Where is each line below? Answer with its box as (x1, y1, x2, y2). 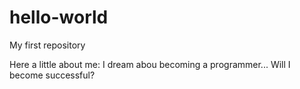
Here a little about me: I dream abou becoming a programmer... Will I (9, 58, 291, 70)
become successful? (9, 69, 96, 81)
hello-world (9, 6, 109, 29)
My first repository (9, 39, 86, 51)
